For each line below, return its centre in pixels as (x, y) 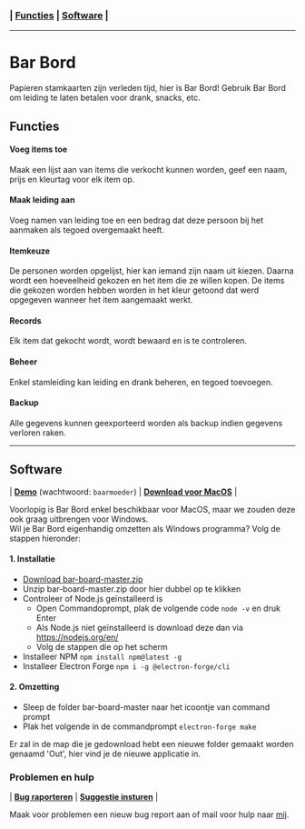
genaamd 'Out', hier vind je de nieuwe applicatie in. (105, 754)
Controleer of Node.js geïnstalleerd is (93, 598)
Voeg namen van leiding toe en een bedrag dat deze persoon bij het (136, 220)
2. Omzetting (34, 687)
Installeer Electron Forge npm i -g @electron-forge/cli (126, 666)
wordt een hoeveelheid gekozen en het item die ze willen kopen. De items (147, 281)
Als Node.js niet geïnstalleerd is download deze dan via (139, 627)
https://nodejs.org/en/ (77, 637)
